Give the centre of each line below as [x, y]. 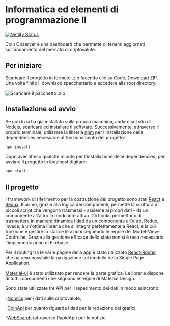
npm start [16, 171]
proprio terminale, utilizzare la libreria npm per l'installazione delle [74, 132]
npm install [18, 147]
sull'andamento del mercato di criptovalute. [51, 49]
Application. [18, 263]
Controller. [16, 237]
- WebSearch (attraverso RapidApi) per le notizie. [56, 318]
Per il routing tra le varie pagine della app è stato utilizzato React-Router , [81, 252]
